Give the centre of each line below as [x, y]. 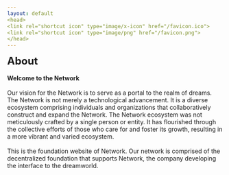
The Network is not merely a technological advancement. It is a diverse [108, 100]
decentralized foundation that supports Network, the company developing [112, 159]
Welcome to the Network [44, 78]
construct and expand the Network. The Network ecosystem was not [105, 115]
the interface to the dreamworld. [53, 166]
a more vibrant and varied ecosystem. [61, 137]
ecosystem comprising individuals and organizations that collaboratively [109, 108]
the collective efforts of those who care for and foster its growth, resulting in [115, 129]
